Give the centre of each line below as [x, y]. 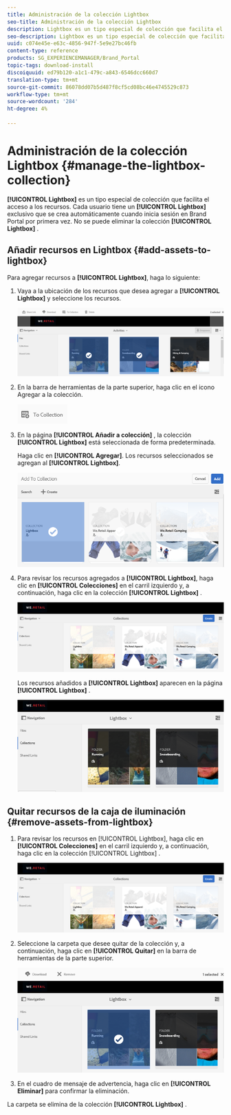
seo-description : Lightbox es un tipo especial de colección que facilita [117, 36]
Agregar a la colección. [50, 395]
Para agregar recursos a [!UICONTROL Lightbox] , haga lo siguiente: [104, 277]
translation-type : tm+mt [43, 80]
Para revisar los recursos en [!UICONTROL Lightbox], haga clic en [110, 838]
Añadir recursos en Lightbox [69, 250]
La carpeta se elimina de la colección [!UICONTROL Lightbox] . [97, 1105]
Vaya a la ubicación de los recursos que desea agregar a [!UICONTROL [118, 291]
